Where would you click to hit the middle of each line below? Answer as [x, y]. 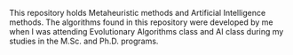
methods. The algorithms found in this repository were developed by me [141, 22]
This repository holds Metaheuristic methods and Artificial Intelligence [138, 13]
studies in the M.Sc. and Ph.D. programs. [84, 41]
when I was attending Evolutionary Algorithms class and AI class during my [146, 31]
